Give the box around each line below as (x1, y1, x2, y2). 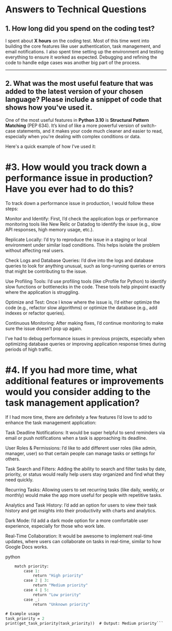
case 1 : (24, 568, 40, 573)
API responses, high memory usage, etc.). (5, 226, 94, 232)
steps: (5, 206, 18, 212)
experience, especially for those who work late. (5, 523, 105, 529)
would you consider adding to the (5, 386, 151, 398)
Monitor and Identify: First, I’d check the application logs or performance (5, 215, 159, 221)
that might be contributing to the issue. (5, 268, 87, 274)
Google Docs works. (5, 544, 49, 550)
